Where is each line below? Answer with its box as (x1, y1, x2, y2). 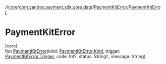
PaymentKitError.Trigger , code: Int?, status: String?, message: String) (5, 53, 146, 59)
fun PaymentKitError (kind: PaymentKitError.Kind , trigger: (5, 48, 120, 54)
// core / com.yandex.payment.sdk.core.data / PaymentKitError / (5, 4, 129, 10)
